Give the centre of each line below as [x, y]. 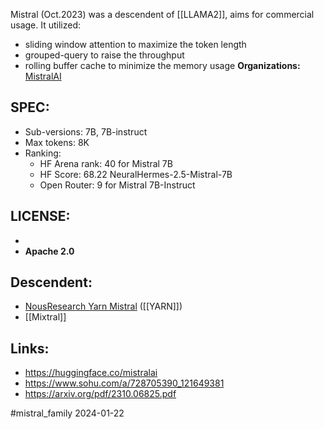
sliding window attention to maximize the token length [135, 44]
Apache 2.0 [49, 251]
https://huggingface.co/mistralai [91, 373]
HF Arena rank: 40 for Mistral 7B [106, 163]
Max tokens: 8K [57, 142]
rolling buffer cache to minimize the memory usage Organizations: [162, 65]
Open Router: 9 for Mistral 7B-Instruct [117, 185]
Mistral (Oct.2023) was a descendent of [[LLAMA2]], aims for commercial [162, 14]
